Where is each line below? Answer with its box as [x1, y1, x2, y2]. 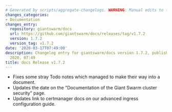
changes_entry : [5, 21, 38, 27]
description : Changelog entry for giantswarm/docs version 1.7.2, [5, 50, 150, 55]
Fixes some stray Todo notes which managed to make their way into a [12, 74, 160, 80]
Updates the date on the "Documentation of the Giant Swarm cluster [12, 85, 157, 91]
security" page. [12, 90, 46, 96]
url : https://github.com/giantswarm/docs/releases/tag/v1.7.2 [10, 31, 145, 36]
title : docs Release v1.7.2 [5, 60, 66, 65]
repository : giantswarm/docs [10, 27, 72, 32]
